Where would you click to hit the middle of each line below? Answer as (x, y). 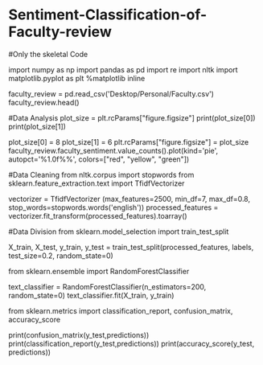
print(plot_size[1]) (37, 126)
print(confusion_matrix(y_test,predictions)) (79, 334)
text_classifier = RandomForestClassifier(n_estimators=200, (107, 286)
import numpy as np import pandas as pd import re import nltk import (123, 69)
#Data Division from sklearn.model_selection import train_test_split (119, 232)
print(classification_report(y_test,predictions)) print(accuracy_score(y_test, (131, 343)
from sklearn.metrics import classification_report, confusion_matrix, (121, 310)
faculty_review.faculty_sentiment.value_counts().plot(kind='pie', (113, 150)
